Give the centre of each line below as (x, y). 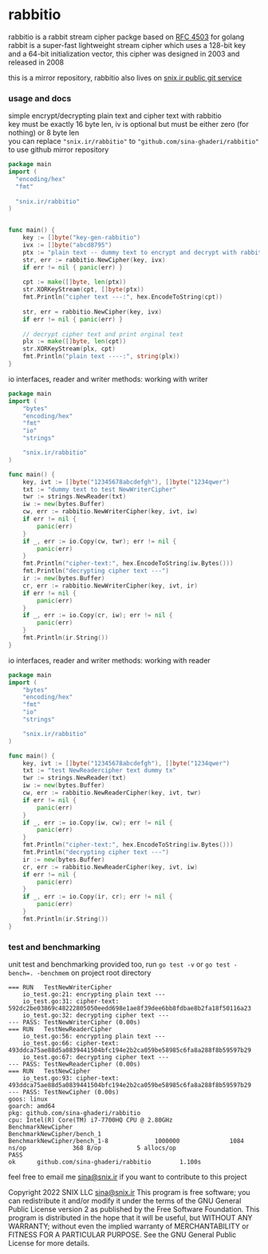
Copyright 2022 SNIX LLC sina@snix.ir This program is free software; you (129, 1193)
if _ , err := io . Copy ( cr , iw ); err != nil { (98, 615)
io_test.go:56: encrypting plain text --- (94, 1036)
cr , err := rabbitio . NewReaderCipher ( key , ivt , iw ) (110, 867)
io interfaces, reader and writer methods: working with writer (108, 379)
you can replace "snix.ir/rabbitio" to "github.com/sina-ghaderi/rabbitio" (134, 141)
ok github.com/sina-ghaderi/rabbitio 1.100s (105, 1162)
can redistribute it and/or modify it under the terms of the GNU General (125, 1201)
